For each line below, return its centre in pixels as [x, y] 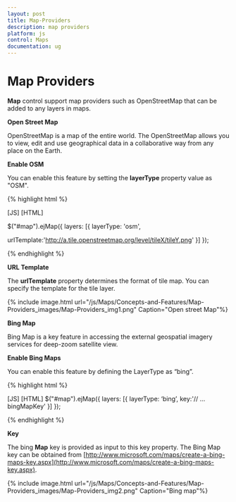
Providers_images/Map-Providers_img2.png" [73, 491]
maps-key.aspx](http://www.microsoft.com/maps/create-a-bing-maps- [111, 462]
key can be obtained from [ [46, 454]
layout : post [26, 14]
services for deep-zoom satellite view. [63, 344]
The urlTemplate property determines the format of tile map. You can [108, 281]
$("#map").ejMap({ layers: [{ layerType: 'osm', [74, 226]
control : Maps [28, 40]
